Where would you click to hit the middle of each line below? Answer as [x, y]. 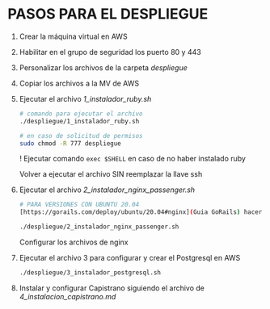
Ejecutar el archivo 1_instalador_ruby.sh [85, 98]
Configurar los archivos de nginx [74, 242]
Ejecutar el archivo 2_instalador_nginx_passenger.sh [107, 190]
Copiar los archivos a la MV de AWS [79, 83]
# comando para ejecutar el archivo [81, 114]
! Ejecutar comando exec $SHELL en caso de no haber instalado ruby [132, 159]
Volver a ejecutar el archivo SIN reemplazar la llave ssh [111, 174]
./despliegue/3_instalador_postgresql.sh [90, 273]
